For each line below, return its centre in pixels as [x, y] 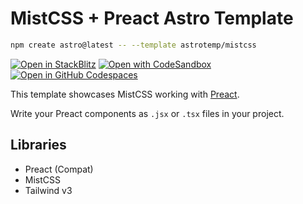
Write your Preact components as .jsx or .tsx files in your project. [147, 113]
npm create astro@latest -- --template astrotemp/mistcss [133, 45]
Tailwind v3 [48, 190]
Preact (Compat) [59, 169]
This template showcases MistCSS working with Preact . [125, 94]
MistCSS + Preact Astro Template [152, 18]
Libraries [38, 145]
